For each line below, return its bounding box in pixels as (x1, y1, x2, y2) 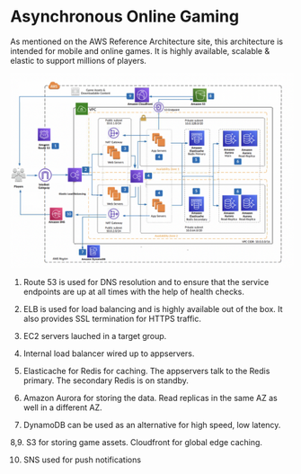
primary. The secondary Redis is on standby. (22, 375, 190, 386)
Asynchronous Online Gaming (10, 6, 240, 27)
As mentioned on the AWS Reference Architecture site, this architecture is (10, 36, 284, 47)
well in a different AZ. (22, 402, 102, 413)
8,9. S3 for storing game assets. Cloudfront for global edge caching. (10, 437, 263, 448)
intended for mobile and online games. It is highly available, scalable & (10, 45, 270, 56)
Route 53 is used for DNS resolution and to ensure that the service (22, 277, 270, 288)
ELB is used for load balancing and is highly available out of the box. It (22, 304, 283, 315)
